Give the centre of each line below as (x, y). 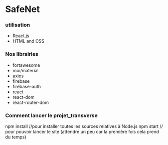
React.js (21, 36)
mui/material (25, 70)
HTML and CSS (28, 41)
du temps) (16, 137)
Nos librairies (22, 54)
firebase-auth (27, 86)
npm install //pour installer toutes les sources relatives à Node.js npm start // (84, 126)
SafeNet (23, 9)
